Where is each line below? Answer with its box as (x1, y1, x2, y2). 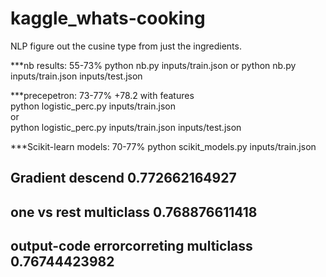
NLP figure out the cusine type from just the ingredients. (10, 40, 242, 52)
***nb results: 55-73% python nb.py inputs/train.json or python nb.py (10, 59, 297, 71)
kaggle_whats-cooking (10, 7, 206, 30)
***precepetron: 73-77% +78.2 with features (10, 89, 195, 101)
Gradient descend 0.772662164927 (10, 170, 237, 187)
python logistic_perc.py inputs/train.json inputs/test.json (10, 121, 242, 133)
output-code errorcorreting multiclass (10, 238, 253, 255)
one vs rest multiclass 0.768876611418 (10, 203, 258, 221)
